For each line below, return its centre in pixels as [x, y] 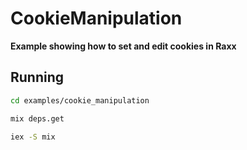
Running [37, 77]
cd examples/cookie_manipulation [80, 100]
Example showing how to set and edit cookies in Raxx [123, 46]
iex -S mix [33, 137]
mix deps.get [37, 118]
